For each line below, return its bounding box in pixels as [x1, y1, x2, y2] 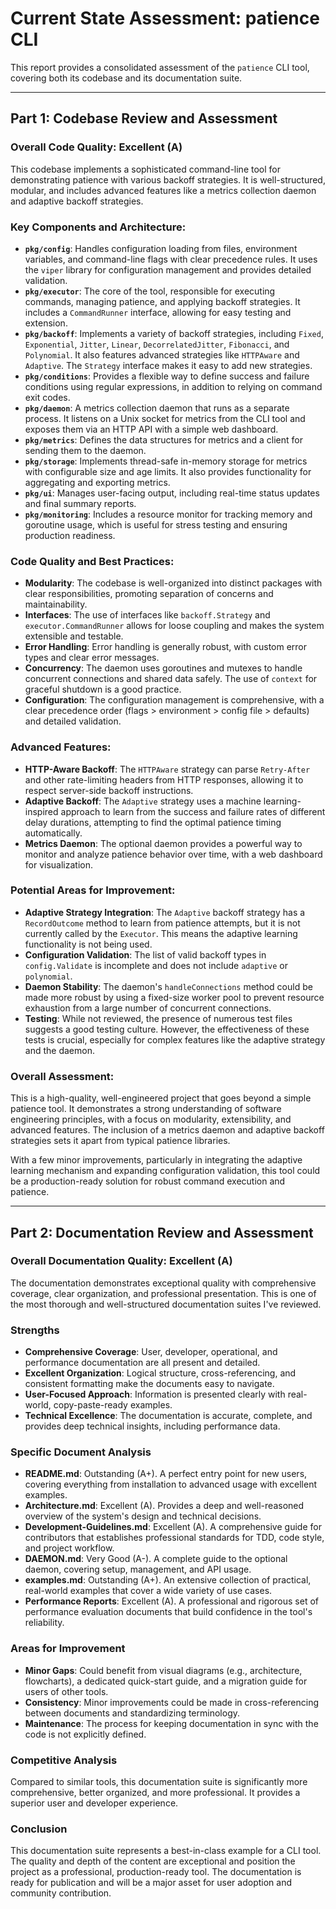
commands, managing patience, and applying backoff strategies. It [24, 295, 301, 307]
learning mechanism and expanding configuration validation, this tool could [10, 1165, 321, 1177]
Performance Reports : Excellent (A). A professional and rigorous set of [24, 1595, 319, 1607]
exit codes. [24, 391, 71, 403]
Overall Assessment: [10, 1069, 115, 1083]
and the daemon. [24, 1044, 95, 1056]
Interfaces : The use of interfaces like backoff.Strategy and [24, 609, 271, 621]
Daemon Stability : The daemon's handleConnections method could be [24, 980, 313, 992]
